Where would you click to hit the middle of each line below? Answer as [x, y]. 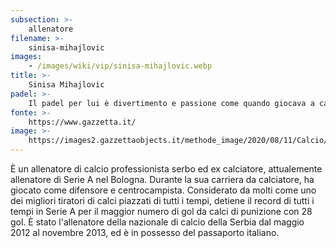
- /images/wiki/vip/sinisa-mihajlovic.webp [120, 66]
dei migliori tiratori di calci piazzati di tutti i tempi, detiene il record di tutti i [162, 200]
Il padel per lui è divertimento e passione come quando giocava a [171, 103]
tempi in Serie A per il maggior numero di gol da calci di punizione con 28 [161, 211]
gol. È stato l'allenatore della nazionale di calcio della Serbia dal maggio [157, 222]
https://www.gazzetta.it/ [82, 122]
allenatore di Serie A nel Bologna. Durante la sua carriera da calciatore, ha [162, 179]
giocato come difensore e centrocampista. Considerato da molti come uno [163, 190]
